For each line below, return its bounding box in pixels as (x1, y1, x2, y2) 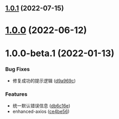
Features (5, 91, 28, 98)
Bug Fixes (5, 65, 30, 72)
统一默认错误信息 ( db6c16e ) (12, 103, 71, 109)
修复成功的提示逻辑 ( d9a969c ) (12, 78, 76, 84)
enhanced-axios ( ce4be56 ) (12, 108, 70, 114)
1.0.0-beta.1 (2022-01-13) (5, 48, 114, 59)
